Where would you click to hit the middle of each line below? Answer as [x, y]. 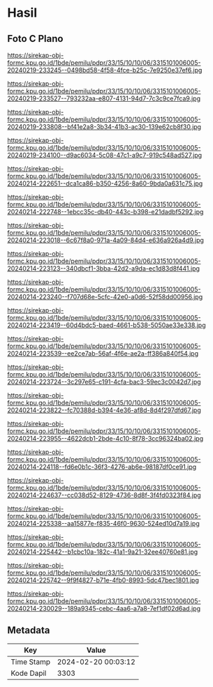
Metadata [29, 630]
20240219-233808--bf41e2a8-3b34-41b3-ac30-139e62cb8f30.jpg [104, 127]
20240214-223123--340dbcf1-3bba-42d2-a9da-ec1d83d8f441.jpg [104, 269]
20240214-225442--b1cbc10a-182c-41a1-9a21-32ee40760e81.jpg [103, 552]
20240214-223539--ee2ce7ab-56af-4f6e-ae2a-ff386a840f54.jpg [103, 353]
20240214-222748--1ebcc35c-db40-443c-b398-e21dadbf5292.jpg [105, 212]
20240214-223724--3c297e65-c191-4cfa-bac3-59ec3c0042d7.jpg [104, 382]
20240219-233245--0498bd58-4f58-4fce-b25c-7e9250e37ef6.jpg [105, 70]
